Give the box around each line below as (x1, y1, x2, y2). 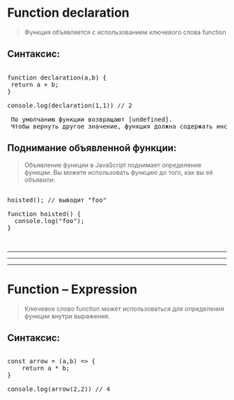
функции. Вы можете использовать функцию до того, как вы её (24, 168, 214, 176)
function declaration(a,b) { (7, 73, 107, 82)
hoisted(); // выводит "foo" (7, 196, 107, 203)
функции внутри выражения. (24, 311, 110, 320)
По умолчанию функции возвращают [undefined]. (10, 115, 173, 123)
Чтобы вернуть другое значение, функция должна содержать (10, 122, 214, 130)
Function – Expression (7, 281, 138, 297)
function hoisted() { (7, 210, 81, 217)
